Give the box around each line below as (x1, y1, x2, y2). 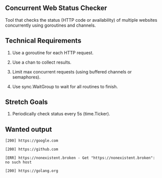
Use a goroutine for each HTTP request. (12, 49, 94, 56)
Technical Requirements (5, 36, 82, 45)
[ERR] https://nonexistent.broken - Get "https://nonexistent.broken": (5, 155, 155, 161)
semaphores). (12, 74, 41, 80)
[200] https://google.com (5, 138, 58, 143)
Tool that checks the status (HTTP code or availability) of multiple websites (5, 17, 158, 23)
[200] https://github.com (5, 147, 58, 152)
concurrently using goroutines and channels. (5, 22, 96, 28)
